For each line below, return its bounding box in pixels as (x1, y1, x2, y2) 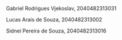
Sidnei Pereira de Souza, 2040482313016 (6, 27, 107, 34)
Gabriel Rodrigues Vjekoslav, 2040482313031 (6, 5, 117, 12)
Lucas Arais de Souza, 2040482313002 (6, 16, 103, 23)
